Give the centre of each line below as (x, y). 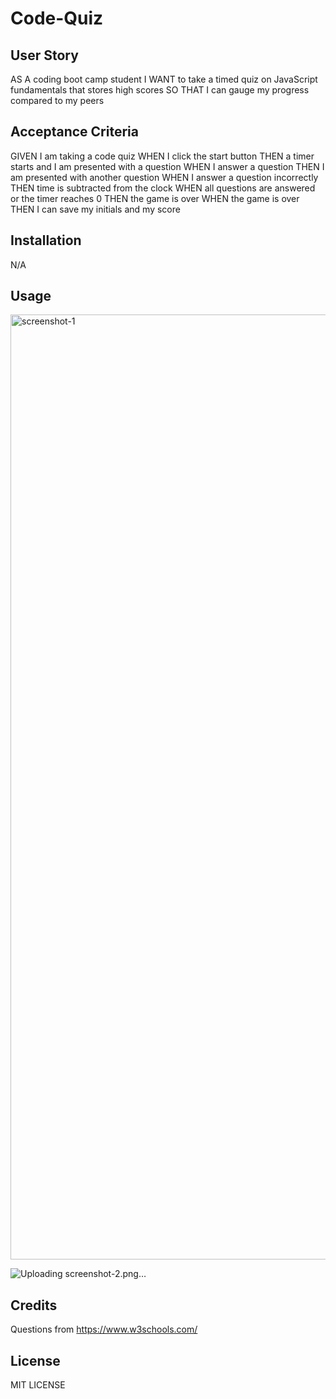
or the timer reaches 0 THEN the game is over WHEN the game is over (155, 198)
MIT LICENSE (38, 1385)
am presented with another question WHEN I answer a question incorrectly (164, 177)
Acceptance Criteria (74, 132)
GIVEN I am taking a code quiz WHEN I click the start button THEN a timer (162, 156)
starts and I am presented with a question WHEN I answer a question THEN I (167, 166)
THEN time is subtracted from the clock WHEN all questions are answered (163, 188)
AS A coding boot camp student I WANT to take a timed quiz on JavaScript (164, 79)
